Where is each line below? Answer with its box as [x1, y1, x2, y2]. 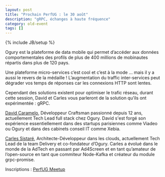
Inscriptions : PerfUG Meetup [5, 167, 65, 173]
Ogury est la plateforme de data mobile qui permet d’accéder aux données [5, 49, 159, 55]
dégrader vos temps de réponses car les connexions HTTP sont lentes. [5, 80, 152, 86]
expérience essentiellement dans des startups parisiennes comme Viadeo [5, 121, 157, 127]
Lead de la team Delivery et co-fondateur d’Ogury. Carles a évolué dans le [5, 141, 158, 147]
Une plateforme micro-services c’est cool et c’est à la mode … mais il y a [5, 69, 154, 75]
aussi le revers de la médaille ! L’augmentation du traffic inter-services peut [5, 75, 160, 81]
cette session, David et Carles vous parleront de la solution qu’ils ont [5, 95, 146, 101]
